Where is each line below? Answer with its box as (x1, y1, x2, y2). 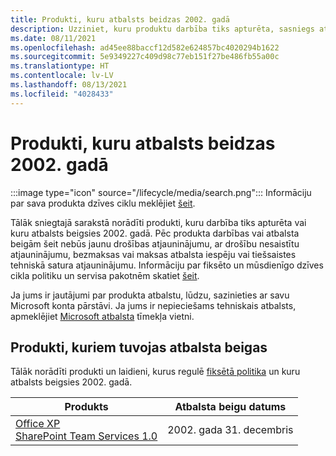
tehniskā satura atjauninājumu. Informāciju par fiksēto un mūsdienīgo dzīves (10, 259, 324, 271)
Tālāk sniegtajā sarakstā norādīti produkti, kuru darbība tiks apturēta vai (10, 216, 307, 228)
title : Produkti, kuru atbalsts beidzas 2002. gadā (10, 14, 230, 25)
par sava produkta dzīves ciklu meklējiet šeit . (10, 197, 196, 209)
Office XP (15, 417, 61, 431)
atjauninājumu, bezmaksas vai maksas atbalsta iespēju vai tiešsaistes (10, 248, 297, 260)
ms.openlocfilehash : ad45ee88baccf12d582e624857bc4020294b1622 (10, 42, 280, 53)
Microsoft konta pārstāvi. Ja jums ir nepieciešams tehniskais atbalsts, (10, 299, 297, 311)
